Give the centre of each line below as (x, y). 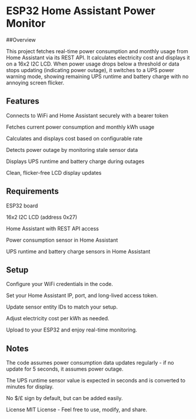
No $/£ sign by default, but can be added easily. (64, 398)
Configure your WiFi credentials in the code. (60, 284)
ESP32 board (22, 206)
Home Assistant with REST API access (52, 228)
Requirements (32, 191)
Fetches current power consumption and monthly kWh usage (80, 127)
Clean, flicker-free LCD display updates (54, 173)
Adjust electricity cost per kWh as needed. (58, 319)
